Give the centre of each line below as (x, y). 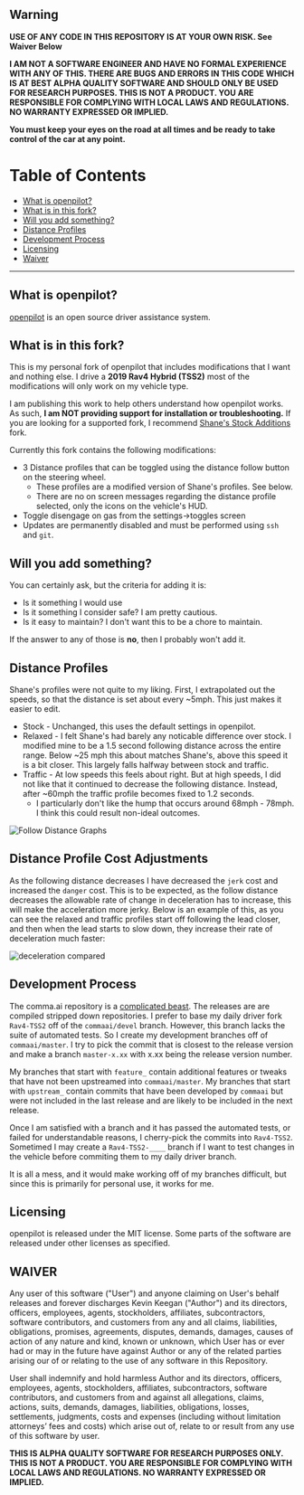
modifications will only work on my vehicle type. (99, 386)
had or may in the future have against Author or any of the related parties (146, 1351)
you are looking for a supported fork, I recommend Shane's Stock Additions (150, 423)
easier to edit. (35, 709)
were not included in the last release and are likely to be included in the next (151, 1100)
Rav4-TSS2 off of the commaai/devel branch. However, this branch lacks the (147, 1025)
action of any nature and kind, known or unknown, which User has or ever (147, 1341)
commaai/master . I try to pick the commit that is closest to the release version (152, 1045)
